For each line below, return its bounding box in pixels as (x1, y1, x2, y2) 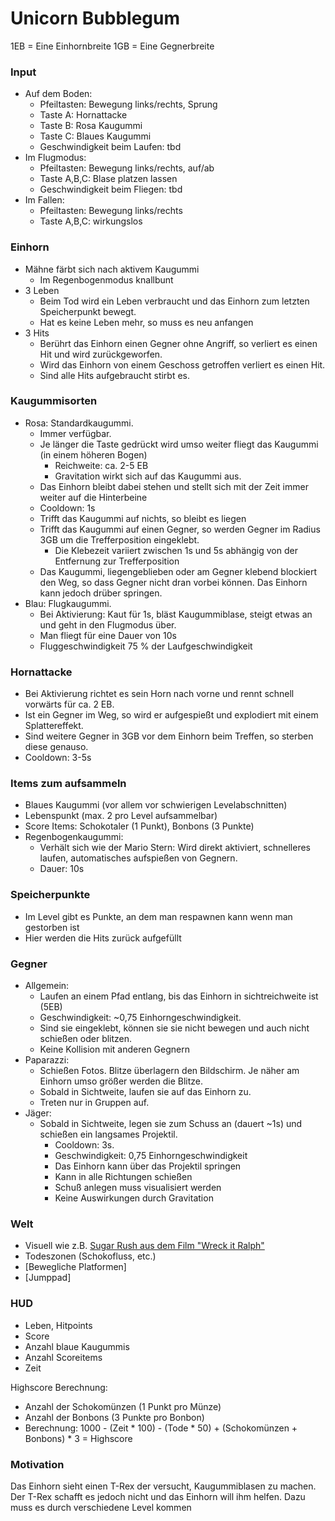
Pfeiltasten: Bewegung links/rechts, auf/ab (39, 162, 215, 174)
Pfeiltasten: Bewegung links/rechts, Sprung (39, 98, 218, 111)
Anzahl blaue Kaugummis (24, 1340, 130, 1352)
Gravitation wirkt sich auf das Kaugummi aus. (54, 470, 242, 482)
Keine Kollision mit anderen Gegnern (39, 1043, 191, 1056)
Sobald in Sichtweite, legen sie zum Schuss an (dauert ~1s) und (39, 1118, 303, 1130)
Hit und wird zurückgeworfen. (39, 348, 163, 360)
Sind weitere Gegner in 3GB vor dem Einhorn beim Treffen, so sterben (24, 730, 314, 742)
